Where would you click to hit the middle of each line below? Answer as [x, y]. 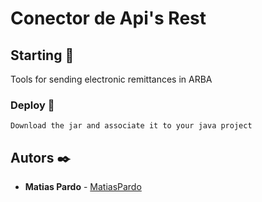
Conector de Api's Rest [108, 18]
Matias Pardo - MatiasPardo [83, 187]
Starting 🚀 [42, 55]
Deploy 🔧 [32, 105]
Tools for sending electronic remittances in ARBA [111, 79]
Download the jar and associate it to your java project [131, 126]
